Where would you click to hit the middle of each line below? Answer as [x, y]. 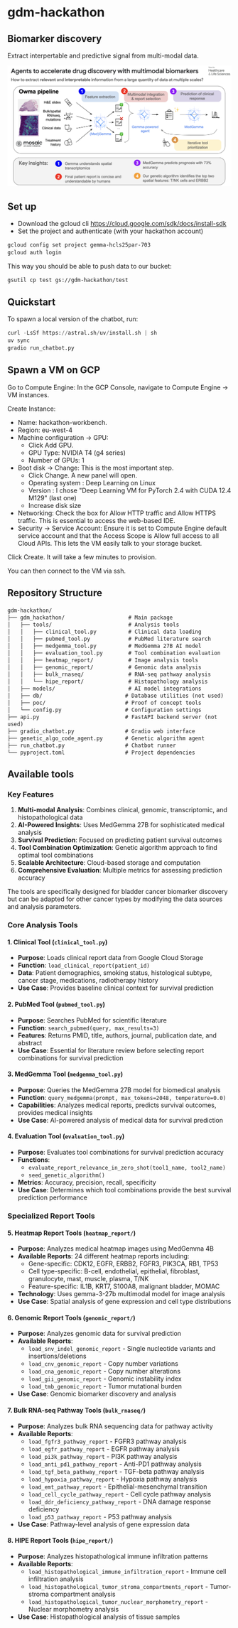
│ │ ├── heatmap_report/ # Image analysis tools [103, 660]
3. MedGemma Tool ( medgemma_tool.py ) [65, 1074]
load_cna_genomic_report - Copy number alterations [104, 1371]
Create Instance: [32, 409]
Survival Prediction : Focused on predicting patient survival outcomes [120, 840]
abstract [30, 1042]
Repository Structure [55, 593]
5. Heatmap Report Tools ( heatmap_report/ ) [72, 1233]
